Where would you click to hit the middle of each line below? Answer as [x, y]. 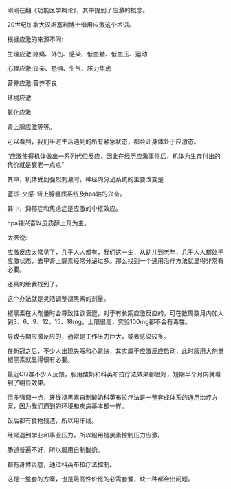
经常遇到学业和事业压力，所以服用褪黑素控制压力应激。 [85, 435]
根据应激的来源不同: [35, 39]
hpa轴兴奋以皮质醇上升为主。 [49, 223]
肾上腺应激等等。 [31, 127]
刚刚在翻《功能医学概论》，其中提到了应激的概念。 [78, 10]
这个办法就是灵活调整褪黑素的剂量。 [58, 298]
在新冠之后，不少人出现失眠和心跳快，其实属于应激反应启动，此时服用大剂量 [115, 351]
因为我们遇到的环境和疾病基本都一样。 [73, 406]
